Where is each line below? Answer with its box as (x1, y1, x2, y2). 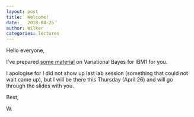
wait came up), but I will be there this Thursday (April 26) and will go (6, 76, 173, 83)
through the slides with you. (6, 82, 74, 89)
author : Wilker (6, 25, 44, 31)
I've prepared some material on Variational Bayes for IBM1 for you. (6, 58, 168, 66)
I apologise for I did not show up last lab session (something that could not (6, 70, 189, 77)
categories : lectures (6, 31, 60, 37)
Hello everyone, (6, 47, 45, 54)
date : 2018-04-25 (6, 19, 55, 25)
